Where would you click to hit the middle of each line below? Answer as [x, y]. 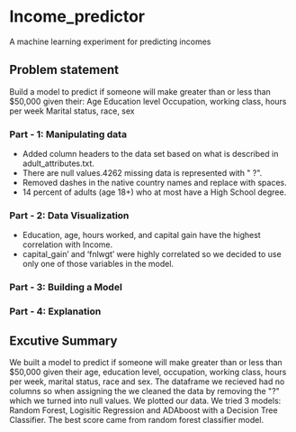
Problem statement [64, 70]
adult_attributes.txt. [58, 163]
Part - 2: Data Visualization [69, 216]
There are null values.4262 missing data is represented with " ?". [142, 173]
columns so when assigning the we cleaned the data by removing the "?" [145, 391]
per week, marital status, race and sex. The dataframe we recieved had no [147, 381]
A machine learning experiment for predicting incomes [110, 41]
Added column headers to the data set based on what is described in [150, 154]
